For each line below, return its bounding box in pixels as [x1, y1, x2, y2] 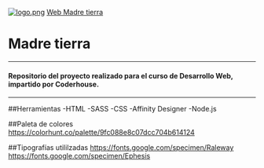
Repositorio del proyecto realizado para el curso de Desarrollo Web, [8, 71, 233, 80]
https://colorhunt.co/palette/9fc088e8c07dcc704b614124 [8, 128, 195, 137]
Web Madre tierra [46, 8, 104, 16]
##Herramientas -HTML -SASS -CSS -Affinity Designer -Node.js [8, 104, 218, 114]
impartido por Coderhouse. [8, 79, 100, 89]
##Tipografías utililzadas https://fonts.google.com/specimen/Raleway [8, 143, 234, 152]
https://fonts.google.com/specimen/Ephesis [8, 152, 151, 161]
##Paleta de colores [8, 119, 73, 129]
